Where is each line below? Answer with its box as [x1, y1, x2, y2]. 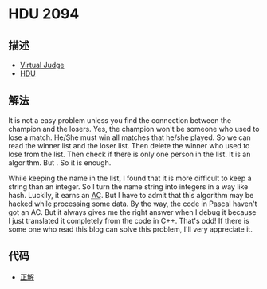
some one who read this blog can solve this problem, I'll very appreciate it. [8, 224, 253, 234]
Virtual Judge [19, 61, 65, 69]
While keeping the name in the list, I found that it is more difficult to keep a [8, 173, 253, 183]
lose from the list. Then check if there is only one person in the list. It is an [8, 149, 251, 159]
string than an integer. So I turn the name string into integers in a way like [8, 181, 249, 192]
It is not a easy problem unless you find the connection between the [8, 115, 232, 125]
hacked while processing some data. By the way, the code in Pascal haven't [8, 199, 257, 208]
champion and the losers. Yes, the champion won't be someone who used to [8, 124, 260, 133]
